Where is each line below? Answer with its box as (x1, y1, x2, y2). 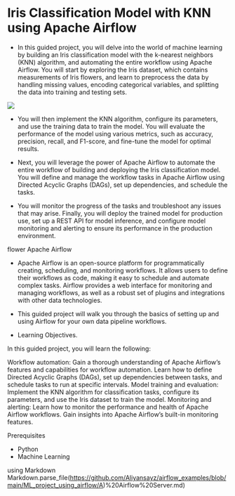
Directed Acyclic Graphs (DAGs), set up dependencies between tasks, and (7, 372, 222, 381)
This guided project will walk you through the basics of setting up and (17, 309, 220, 318)
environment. (17, 231, 56, 240)
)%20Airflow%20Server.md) (102, 481, 186, 489)
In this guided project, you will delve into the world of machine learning (17, 43, 223, 51)
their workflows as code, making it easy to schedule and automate (17, 273, 210, 282)
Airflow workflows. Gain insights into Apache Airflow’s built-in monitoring (7, 410, 219, 419)
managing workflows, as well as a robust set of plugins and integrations (17, 288, 225, 296)
